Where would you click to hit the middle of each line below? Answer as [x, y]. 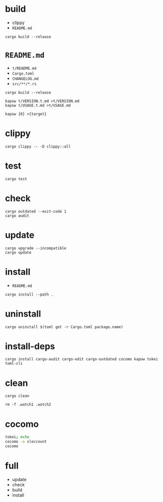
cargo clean [17, 396]
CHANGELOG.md [25, 79]
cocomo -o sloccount [26, 442]
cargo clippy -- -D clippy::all [38, 146]
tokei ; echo [17, 437]
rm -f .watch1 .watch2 [28, 405]
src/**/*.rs [24, 84]
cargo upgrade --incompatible [36, 248]
